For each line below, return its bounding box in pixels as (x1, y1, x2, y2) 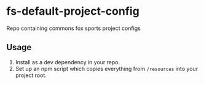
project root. (15, 72, 47, 79)
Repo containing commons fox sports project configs (6, 24, 141, 32)
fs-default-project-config (6, 4, 139, 18)
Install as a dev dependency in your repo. (15, 58, 120, 65)
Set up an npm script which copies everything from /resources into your (15, 65, 198, 72)
